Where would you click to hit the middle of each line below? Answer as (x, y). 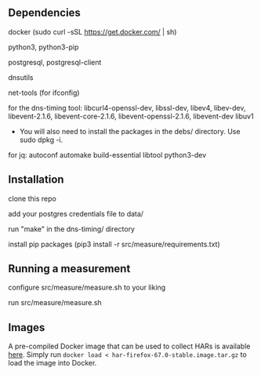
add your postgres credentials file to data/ (76, 213)
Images (27, 328)
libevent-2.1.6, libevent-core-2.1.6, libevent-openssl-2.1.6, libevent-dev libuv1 (131, 116)
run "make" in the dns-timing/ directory (72, 229)
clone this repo (32, 198)
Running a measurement (69, 269)
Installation (36, 180)
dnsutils (21, 77)
